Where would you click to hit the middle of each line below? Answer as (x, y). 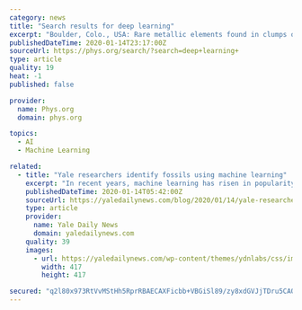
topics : (24, 134)
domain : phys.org (50, 118)
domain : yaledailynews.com (84, 234)
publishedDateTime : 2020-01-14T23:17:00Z (88, 43)
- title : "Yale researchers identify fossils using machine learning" (152, 175)
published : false (42, 84)
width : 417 (62, 267)
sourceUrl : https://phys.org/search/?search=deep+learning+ (124, 51)
